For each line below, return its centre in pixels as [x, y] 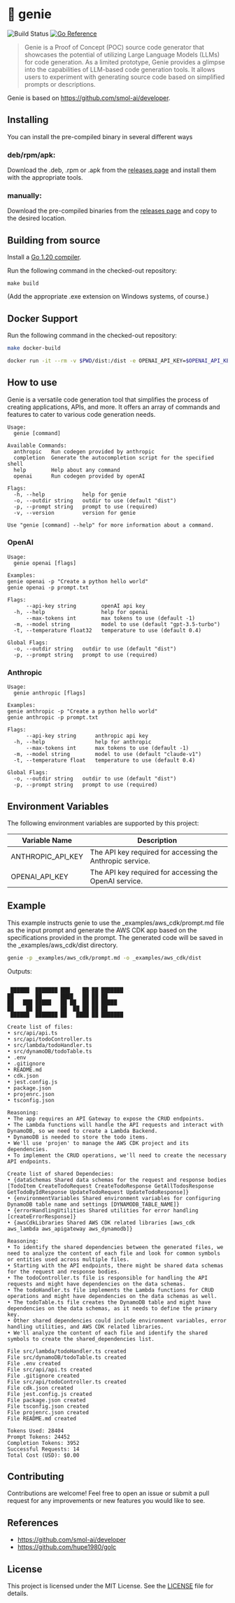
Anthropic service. [120, 861]
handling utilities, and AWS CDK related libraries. [86, 1327]
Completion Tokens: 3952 [43, 1443]
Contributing [36, 1477]
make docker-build [34, 348]
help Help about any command [67, 470]
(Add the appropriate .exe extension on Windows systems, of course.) [108, 297]
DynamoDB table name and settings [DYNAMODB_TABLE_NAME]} [93, 1204]
